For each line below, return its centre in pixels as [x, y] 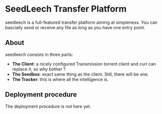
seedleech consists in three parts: [39, 54]
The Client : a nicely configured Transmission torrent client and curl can [84, 64]
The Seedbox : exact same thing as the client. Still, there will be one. [80, 74]
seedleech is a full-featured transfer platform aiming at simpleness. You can [81, 22]
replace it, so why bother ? [39, 69]
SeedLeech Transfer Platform [66, 9]
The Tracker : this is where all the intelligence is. [60, 79]
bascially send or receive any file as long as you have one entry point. [75, 27]
